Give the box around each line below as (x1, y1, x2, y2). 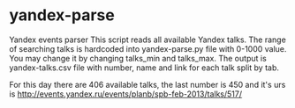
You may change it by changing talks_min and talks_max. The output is (9, 53, 267, 63)
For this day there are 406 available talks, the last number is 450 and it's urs (9, 79, 286, 90)
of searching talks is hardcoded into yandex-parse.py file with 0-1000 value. (9, 43, 287, 54)
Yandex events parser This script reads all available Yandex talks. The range (9, 34, 287, 45)
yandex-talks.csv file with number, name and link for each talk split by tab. (9, 62, 280, 73)
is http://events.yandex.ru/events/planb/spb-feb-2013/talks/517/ (9, 89, 243, 99)
